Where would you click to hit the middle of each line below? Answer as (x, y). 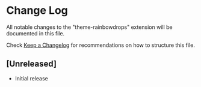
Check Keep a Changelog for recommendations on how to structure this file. (101, 45)
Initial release (31, 78)
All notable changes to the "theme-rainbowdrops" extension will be (89, 27)
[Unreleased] (32, 64)
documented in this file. (36, 33)
